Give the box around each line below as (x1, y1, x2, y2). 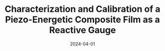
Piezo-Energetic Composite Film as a (4, 14, 161, 25)
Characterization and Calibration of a (4, 3, 161, 15)
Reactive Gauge (49, 25, 116, 36)
